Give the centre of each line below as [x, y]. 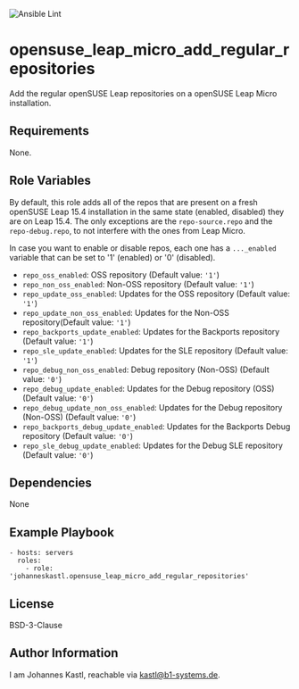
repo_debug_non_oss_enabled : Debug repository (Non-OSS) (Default [145, 369]
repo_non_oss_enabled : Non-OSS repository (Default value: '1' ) [138, 284]
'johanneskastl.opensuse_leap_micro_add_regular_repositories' [129, 577]
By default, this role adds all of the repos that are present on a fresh [134, 202]
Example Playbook [62, 532]
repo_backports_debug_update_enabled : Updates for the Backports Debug [156, 426]
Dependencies [50, 482]
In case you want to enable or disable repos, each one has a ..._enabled [143, 248]
